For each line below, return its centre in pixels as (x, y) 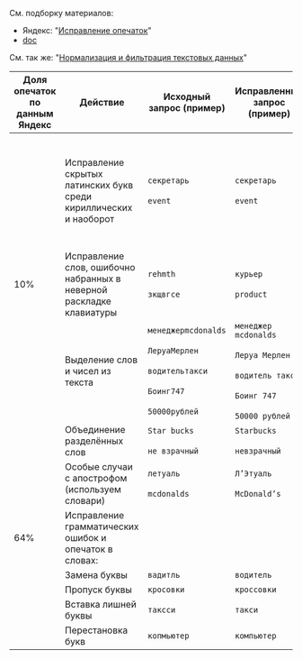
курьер (249, 274)
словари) (85, 501)
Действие (102, 102)
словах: (81, 560)
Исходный (187, 96)
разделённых (94, 441)
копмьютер (169, 636)
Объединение (95, 430)
